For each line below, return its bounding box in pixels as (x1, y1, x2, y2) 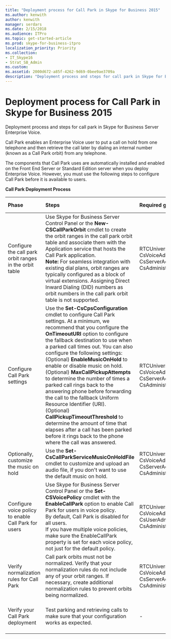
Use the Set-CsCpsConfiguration (45, 305, 128, 312)
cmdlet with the (83, 494, 120, 501)
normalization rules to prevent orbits (45, 585, 132, 592)
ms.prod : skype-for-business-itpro (5, 41, 81, 46)
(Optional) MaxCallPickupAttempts (45, 369, 131, 376)
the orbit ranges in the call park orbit (45, 232, 133, 239)
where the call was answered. (45, 439, 117, 446)
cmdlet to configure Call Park (45, 311, 116, 318)
